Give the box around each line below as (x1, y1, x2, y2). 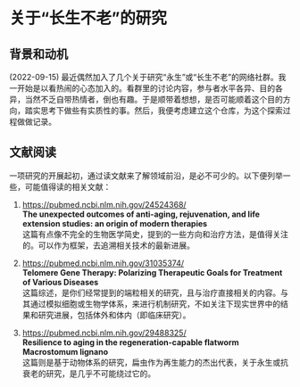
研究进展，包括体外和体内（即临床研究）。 (37, 309, 191, 320)
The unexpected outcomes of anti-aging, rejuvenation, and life (21, 209, 261, 219)
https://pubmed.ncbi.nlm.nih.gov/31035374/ (21, 258, 185, 268)
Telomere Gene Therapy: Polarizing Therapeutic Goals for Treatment (21, 267, 283, 277)
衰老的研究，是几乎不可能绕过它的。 (21, 367, 156, 379)
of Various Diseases (21, 276, 99, 287)
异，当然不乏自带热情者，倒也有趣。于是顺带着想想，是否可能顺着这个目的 (9, 95, 283, 104)
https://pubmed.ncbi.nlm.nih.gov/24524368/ (21, 199, 187, 210)
